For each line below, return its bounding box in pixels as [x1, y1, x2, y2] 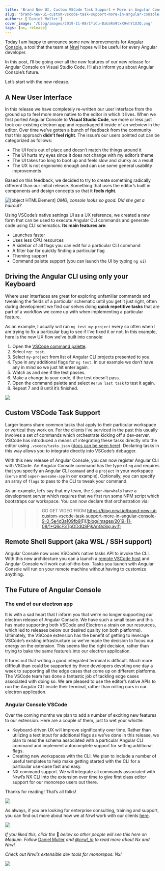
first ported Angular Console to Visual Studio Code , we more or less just [5, 116, 152, 122]
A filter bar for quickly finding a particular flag [12, 248, 105, 253]
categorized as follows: [5, 137, 53, 143]
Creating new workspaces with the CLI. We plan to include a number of [12, 753, 157, 759]
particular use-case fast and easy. [12, 763, 82, 769]
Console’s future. [5, 69, 40, 75]
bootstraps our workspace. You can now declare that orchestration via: [5, 498, 149, 504]
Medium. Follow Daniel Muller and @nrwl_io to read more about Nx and [5, 837, 150, 843]
